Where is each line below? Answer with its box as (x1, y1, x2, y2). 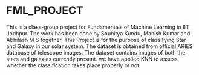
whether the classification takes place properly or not (6, 61, 140, 69)
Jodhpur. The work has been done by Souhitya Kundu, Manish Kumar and (6, 29, 191, 37)
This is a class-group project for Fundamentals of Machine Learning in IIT (6, 23, 189, 31)
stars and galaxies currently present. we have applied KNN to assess (6, 55, 178, 62)
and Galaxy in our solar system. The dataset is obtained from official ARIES (6, 43, 193, 50)
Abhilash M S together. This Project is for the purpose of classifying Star (6, 36, 186, 43)
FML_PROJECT (6, 4, 83, 17)
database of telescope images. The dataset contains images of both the (6, 49, 186, 56)
